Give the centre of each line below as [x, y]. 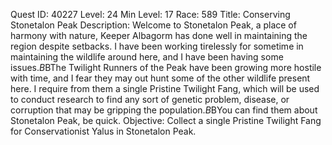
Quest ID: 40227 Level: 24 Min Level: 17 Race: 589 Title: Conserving [150, 14]
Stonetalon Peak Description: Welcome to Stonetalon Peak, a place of [153, 25]
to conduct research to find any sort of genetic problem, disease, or [150, 99]
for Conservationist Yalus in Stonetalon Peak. [103, 131]
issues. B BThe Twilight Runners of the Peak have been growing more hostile [166, 67]
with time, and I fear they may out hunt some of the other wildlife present [160, 78]
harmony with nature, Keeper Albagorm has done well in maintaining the [159, 35]
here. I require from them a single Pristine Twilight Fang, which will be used [165, 88]
